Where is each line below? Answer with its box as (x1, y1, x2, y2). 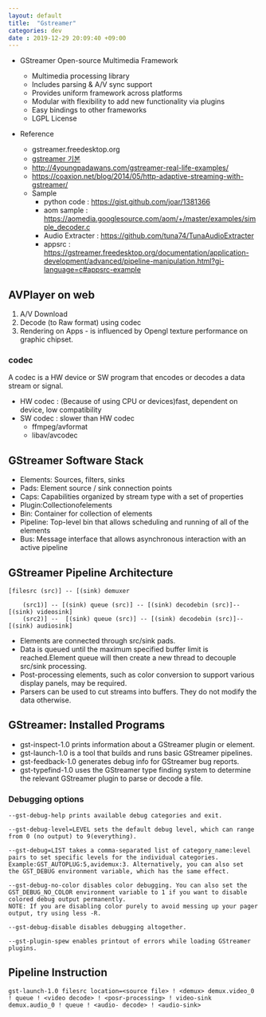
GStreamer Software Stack (8, 453, 144, 467)
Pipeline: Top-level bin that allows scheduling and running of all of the (19, 517, 249, 527)
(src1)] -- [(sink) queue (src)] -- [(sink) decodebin (22, 600, 209, 609)
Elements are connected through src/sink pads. (19, 635, 176, 645)
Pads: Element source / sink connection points (19, 484, 173, 493)
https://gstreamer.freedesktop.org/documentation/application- (43, 248, 249, 258)
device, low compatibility (19, 405, 102, 415)
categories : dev (8, 26, 62, 34)
